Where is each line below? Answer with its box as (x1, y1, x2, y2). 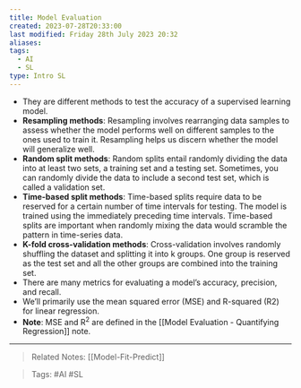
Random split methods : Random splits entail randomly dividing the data (21, 153, 288, 164)
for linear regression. (21, 306, 100, 316)
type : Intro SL (9, 72, 66, 81)
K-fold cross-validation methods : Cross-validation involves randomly (21, 238, 281, 249)
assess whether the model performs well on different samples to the (21, 125, 275, 135)
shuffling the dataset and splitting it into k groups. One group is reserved (21, 248, 291, 259)
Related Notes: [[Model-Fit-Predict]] (30, 351, 166, 363)
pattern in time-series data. (21, 229, 124, 240)
